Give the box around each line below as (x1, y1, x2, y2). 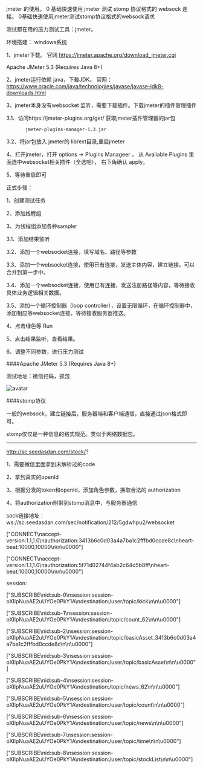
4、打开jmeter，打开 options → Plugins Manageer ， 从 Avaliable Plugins (6, 151, 188, 158)
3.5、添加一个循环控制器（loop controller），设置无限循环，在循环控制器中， (6, 302, 196, 309)
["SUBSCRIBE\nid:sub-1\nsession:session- (6, 609, 112, 617)
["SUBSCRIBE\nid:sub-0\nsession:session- (6, 591, 114, 599)
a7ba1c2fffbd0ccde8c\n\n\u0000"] (6, 640, 93, 647)
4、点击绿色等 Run (6, 322, 53, 329)
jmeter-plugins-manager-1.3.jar (25, 126, 107, 132)
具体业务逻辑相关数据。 (6, 289, 65, 296)
